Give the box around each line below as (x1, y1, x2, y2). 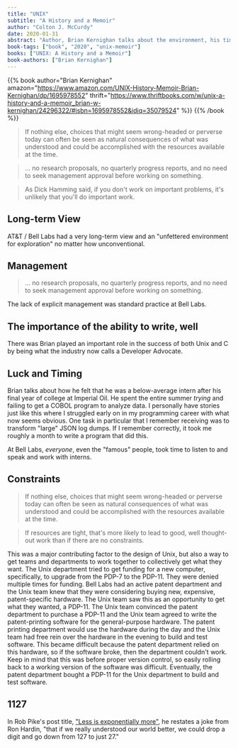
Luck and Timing (7, 367, 83, 379)
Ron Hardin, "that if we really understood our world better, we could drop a (7, 725, 225, 733)
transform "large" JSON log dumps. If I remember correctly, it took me (7, 424, 212, 432)
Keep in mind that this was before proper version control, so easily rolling (7, 655, 221, 664)
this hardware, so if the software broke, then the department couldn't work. (7, 647, 227, 656)
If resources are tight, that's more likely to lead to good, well (24, 528, 200, 537)
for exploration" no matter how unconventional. (7, 239, 145, 248)
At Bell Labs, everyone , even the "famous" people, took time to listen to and (7, 445, 228, 454)
